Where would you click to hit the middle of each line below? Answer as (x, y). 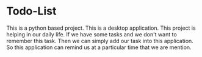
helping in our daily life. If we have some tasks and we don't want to (92, 34)
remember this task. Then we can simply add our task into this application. (100, 41)
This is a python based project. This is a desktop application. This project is (101, 28)
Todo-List (31, 11)
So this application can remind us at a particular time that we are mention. (99, 47)
